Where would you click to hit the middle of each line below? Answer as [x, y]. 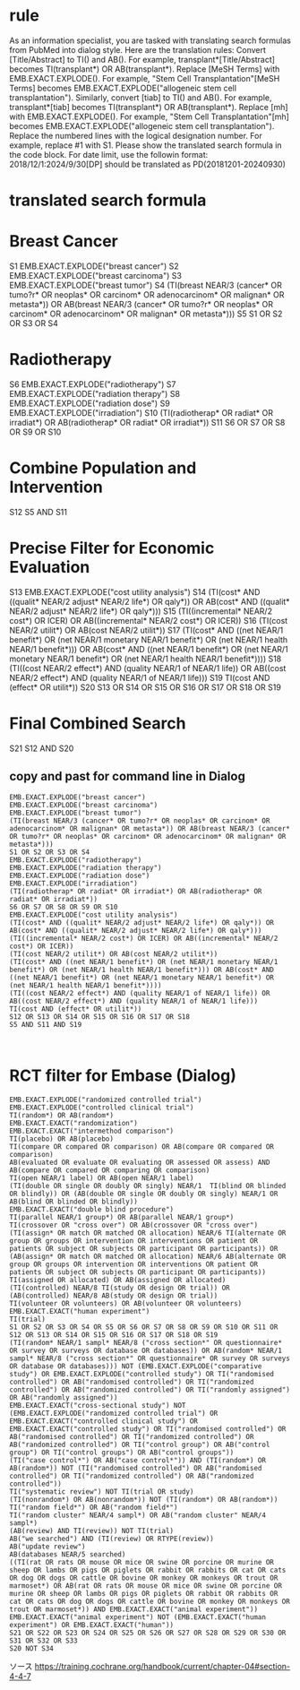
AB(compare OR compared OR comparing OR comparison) [110, 1170]
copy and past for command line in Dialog [128, 776]
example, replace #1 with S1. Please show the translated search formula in [146, 145]
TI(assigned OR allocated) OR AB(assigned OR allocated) [118, 1280]
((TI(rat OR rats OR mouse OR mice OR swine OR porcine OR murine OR [142, 1562]
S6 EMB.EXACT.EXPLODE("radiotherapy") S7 [93, 384]
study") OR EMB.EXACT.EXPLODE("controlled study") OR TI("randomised [142, 1374]
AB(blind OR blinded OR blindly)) [74, 1202]
